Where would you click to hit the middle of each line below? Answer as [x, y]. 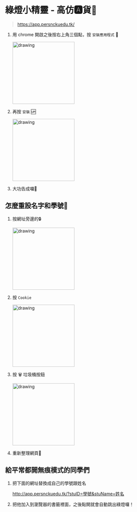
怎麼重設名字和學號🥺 [37, 206]
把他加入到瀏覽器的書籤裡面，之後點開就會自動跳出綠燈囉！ [73, 504]
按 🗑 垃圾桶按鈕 [29, 374]
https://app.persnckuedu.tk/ [46, 24]
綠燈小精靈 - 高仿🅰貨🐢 [51, 10]
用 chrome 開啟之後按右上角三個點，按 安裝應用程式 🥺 [65, 34]
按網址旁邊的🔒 [27, 219]
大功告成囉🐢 [24, 188]
